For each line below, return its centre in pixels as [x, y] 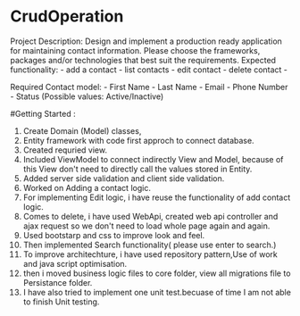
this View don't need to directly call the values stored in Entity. [137, 169]
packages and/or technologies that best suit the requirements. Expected [143, 60]
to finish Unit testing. [61, 302]
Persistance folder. [58, 282]
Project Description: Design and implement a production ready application [146, 41]
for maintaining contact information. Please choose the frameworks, [135, 50]
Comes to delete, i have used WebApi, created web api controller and [150, 216]
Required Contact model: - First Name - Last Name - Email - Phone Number [149, 87]
